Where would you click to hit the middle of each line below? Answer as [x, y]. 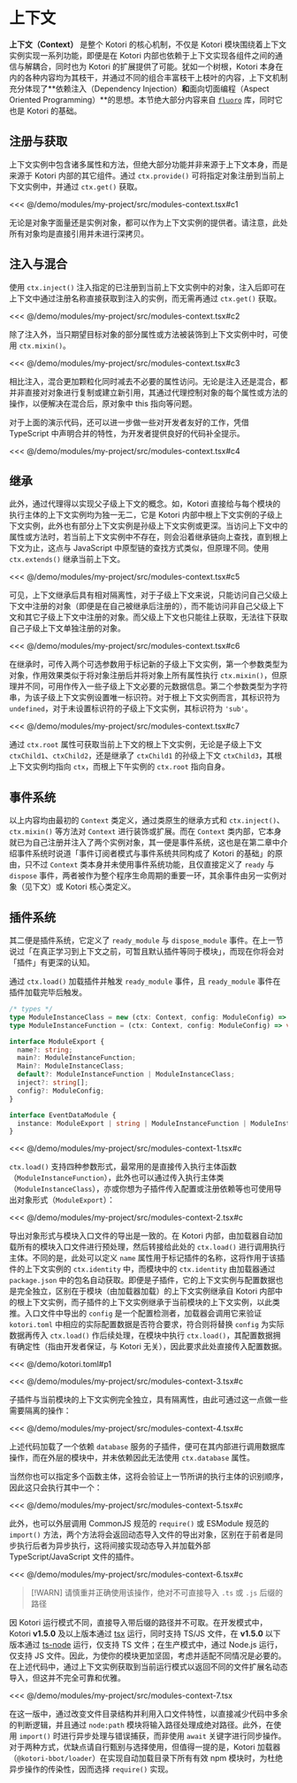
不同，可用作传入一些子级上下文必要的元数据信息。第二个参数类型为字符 [156, 686]
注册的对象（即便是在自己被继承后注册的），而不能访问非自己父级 [150, 606]
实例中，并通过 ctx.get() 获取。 [84, 186]
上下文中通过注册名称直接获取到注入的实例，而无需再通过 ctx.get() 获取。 [145, 298]
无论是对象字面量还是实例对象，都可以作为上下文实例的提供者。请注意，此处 [148, 222]
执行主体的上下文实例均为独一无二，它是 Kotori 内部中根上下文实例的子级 [142, 515]
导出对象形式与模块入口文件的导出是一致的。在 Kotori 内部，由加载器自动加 [146, 1236]
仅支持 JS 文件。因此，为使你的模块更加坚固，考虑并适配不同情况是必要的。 [148, 1656]
